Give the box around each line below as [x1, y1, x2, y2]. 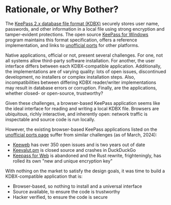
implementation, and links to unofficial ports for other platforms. [5, 42, 139, 48]
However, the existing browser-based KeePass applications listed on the [5, 126, 157, 132]
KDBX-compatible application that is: [5, 173, 83, 179]
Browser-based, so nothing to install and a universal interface [12, 183, 142, 189]
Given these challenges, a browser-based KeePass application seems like [5, 100, 160, 106]
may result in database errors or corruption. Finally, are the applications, [5, 84, 157, 90]
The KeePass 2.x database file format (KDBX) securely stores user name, [5, 20, 159, 27]
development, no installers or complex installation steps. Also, [5, 74, 135, 80]
